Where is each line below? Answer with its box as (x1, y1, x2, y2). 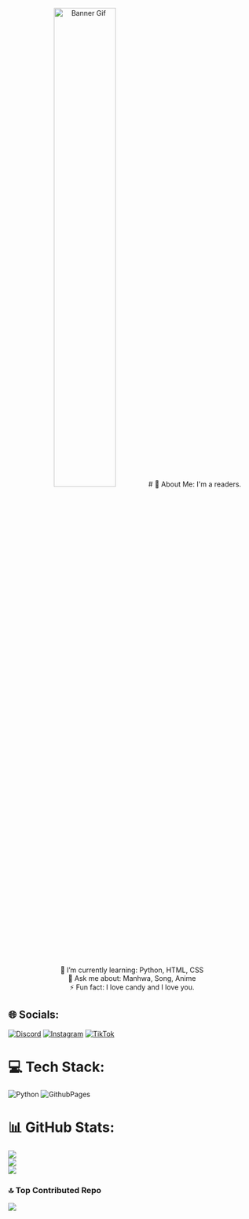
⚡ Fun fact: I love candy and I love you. (69, 982, 195, 992)
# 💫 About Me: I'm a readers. (148, 479, 242, 489)
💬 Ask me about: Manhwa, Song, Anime (68, 974, 196, 982)
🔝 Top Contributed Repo (8, 1184, 102, 1195)
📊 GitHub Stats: (8, 1118, 115, 1136)
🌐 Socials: (8, 1008, 60, 1022)
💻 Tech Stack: (8, 1058, 105, 1076)
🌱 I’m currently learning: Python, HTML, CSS (60, 965, 204, 975)
